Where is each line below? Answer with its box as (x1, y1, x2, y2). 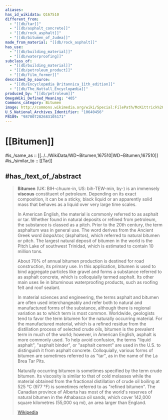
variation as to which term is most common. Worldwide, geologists (17, 310, 155, 316)
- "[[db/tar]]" (9, 21, 41, 26)
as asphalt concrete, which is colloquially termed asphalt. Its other (17, 273, 154, 280)
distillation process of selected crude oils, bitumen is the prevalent (17, 326, 154, 332)
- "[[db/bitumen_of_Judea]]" (9, 35, 70, 40)
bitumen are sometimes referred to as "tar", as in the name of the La (17, 352, 158, 358)
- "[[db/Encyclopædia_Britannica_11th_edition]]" (9, 81, 115, 86)
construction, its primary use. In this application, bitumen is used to (17, 263, 156, 269)
